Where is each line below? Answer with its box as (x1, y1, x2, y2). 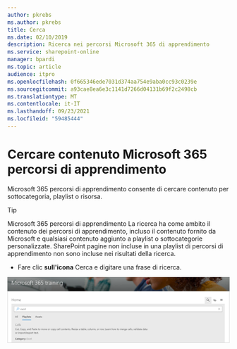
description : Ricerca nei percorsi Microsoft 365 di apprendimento (7, 41, 210, 49)
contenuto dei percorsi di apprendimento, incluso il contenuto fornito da (7, 227, 217, 235)
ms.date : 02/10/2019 (7, 34, 68, 41)
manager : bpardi (7, 56, 55, 63)
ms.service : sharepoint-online (7, 49, 99, 56)
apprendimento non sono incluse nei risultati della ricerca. (7, 249, 176, 258)
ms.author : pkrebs (7, 18, 61, 26)
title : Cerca (7, 26, 46, 33)
